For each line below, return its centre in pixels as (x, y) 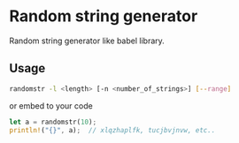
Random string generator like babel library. (87, 41)
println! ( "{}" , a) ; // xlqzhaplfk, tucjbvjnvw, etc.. (112, 130)
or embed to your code (51, 105)
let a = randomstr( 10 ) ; (53, 122)
